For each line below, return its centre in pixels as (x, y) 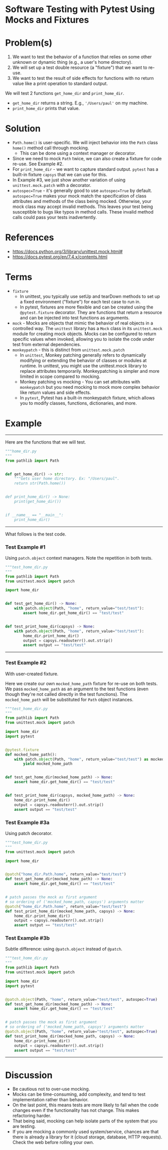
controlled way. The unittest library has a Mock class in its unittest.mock (87, 328)
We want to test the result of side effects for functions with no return (83, 78)
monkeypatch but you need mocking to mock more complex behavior (90, 387)
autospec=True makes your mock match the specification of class (79, 196)
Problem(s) (29, 43)
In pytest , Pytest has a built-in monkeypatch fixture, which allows (87, 397)
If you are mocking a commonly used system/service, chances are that (85, 1132)
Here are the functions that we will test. (46, 442)
